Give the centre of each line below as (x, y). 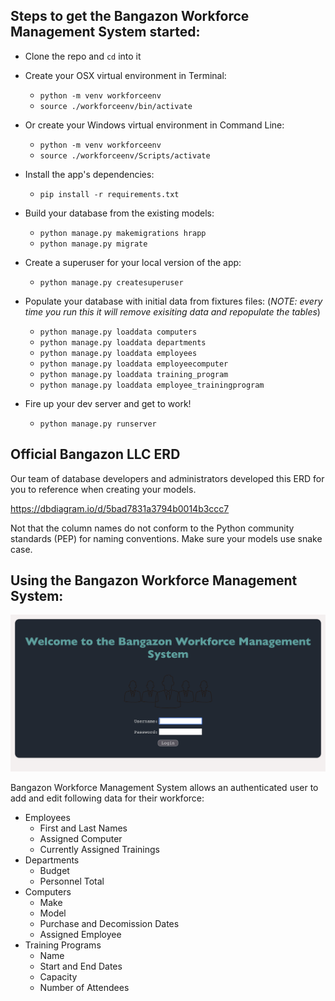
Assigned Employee (80, 934)
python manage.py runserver (98, 424)
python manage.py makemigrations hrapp (123, 233)
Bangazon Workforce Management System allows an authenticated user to (164, 787)
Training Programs (63, 945)
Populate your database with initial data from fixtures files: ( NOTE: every (173, 301)
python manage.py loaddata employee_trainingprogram (152, 385)
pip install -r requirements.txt (109, 194)
